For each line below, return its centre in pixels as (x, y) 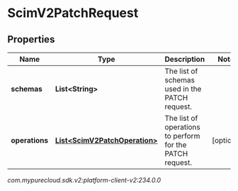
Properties (31, 39)
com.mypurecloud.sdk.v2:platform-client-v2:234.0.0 (84, 180)
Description (185, 59)
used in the (183, 89)
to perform (182, 136)
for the (176, 145)
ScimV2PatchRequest (73, 13)
